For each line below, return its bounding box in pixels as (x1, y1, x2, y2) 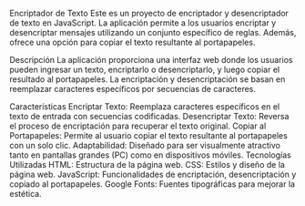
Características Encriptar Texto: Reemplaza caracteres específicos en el (9, 101, 280, 112)
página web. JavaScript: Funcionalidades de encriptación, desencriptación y (9, 169, 297, 180)
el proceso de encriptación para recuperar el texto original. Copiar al (9, 120, 267, 131)
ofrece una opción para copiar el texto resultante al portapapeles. (9, 36, 256, 47)
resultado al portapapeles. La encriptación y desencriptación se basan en (9, 74, 286, 85)
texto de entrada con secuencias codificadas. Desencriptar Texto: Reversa (9, 111, 290, 121)
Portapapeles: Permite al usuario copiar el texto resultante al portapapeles (9, 130, 289, 140)
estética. (9, 189, 43, 199)
